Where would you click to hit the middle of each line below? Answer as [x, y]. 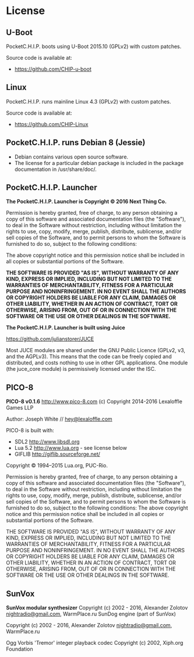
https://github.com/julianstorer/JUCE [50, 339]
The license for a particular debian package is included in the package [99, 163]
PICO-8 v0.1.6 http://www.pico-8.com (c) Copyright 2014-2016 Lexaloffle [94, 401]
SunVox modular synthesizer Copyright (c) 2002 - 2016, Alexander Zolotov [97, 608]
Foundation [20, 649]
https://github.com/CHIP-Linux [51, 124]
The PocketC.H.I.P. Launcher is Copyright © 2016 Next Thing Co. [87, 202]
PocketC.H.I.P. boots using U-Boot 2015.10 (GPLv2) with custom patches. [94, 46]
